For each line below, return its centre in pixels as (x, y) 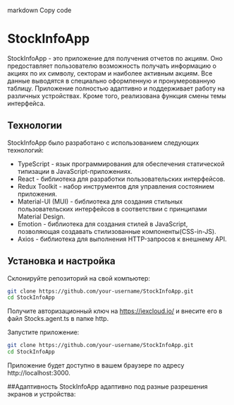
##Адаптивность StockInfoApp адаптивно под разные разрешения (107, 387)
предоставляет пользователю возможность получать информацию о (112, 66)
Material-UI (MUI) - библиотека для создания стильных (100, 201)
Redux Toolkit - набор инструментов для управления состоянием (116, 186)
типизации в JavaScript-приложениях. (75, 171)
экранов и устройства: (42, 394)
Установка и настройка (61, 261)
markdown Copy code (39, 10)
